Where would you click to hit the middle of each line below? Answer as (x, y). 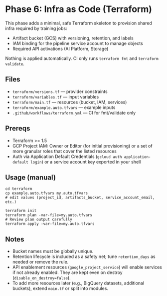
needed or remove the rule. (40, 262)
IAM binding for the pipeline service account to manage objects (78, 43)
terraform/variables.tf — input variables (56, 96)
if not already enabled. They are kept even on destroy (68, 272)
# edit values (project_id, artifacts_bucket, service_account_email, (80, 198)
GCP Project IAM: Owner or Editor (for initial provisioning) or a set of (83, 145)
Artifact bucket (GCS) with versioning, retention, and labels (73, 38)
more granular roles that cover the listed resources (65, 151)
